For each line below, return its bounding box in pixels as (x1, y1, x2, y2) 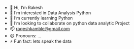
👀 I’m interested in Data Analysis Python (9, 10, 91, 16)
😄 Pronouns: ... (9, 33, 42, 39)
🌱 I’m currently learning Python (9, 15, 73, 21)
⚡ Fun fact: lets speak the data (9, 38, 72, 44)
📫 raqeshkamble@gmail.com (9, 26, 70, 31)
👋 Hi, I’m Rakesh (9, 5, 43, 10)
